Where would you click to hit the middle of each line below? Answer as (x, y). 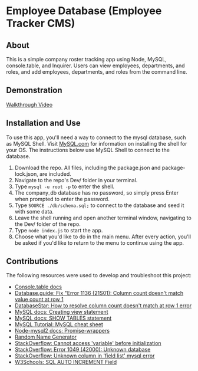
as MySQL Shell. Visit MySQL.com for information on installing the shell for (97, 143)
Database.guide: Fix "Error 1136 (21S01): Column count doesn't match (99, 293)
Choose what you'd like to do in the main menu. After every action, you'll (103, 237)
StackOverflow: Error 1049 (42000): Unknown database (82, 350)
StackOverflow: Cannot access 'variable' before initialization (88, 343)
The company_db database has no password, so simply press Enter (96, 192)
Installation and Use (43, 123)
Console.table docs (38, 287)
